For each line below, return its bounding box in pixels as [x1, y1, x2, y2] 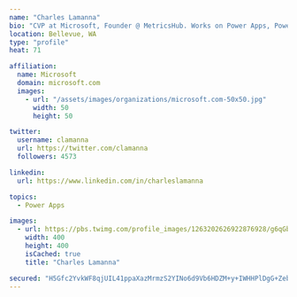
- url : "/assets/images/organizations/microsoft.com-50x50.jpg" [25, 95, 267, 104]
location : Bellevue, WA [9, 29, 97, 38]
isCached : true [25, 249, 81, 258]
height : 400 [25, 241, 69, 250]
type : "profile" [9, 37, 69, 47]
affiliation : [9, 62, 57, 71]
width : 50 [32, 103, 69, 112]
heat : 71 [9, 46, 42, 55]
